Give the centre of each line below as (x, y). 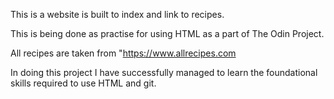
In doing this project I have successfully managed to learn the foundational (164, 72)
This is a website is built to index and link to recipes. (117, 14)
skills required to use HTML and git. (83, 83)
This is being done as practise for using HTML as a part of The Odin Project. (167, 33)
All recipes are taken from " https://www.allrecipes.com (123, 53)
